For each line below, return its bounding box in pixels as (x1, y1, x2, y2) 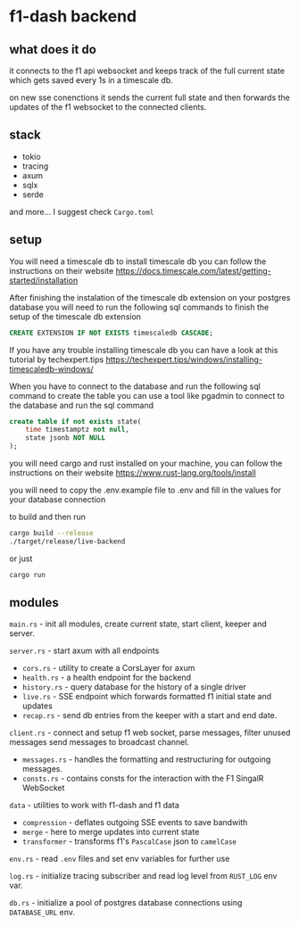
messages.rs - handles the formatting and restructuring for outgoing (21, 754, 271, 765)
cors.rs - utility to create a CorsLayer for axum (21, 663, 195, 674)
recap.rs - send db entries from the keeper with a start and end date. (21, 710, 278, 721)
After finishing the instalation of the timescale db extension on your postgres (9, 292, 291, 302)
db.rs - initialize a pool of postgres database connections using (9, 897, 243, 908)
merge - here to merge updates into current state (21, 827, 200, 838)
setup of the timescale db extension (9, 310, 141, 322)
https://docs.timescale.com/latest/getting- (115, 265, 272, 276)
